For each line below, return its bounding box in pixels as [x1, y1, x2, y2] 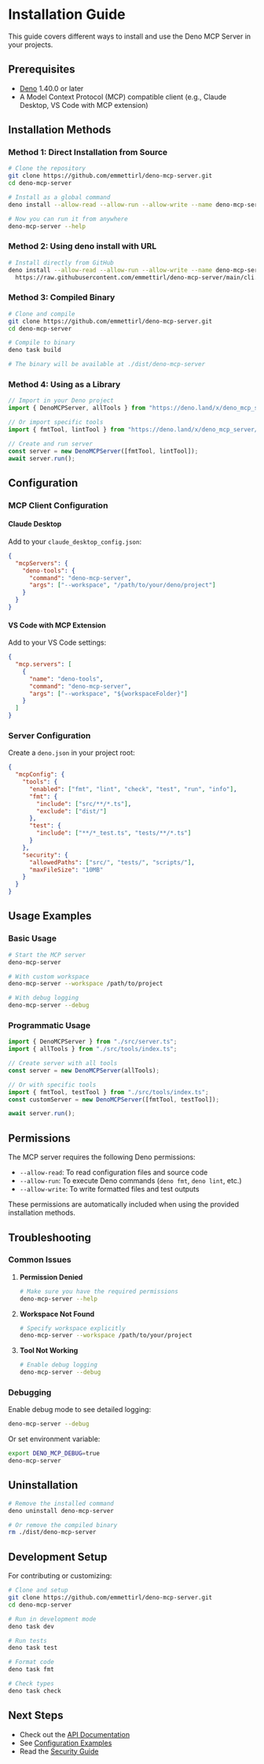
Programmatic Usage [8, 1019, 91, 1030]
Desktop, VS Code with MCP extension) [19, 100, 148, 109]
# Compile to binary [8, 338, 76, 347]
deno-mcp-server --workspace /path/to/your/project [19, 1332, 192, 1340]
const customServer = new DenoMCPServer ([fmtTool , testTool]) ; [8, 1096, 220, 1104]
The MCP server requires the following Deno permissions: [8, 1152, 196, 1162]
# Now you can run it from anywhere [8, 215, 128, 223]
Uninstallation [8, 1478, 79, 1492]
